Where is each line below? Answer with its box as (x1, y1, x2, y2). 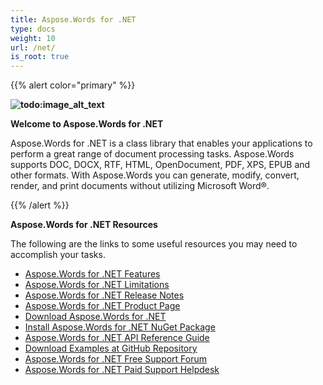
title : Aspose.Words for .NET (10, 14, 137, 25)
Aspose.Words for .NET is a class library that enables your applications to (10, 137, 313, 150)
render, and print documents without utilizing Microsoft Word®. (10, 180, 270, 192)
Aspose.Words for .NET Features (24, 268, 161, 280)
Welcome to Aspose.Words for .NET (10, 118, 164, 130)
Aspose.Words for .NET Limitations (24, 279, 170, 291)
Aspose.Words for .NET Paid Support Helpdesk (24, 364, 220, 376)
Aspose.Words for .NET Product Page (24, 300, 181, 312)
